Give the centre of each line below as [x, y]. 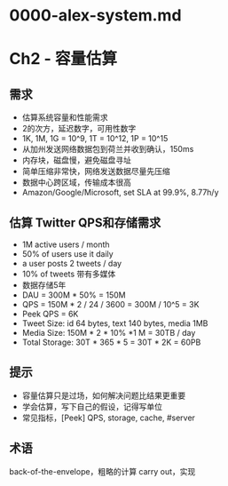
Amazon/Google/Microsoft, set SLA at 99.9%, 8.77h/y [120, 193]
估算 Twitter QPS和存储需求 [85, 223]
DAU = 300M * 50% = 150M [74, 295]
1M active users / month [66, 244]
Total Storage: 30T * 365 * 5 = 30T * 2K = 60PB [111, 342]
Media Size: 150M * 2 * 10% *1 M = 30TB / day [109, 333]
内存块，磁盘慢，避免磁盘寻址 [76, 160]
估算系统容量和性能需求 [65, 117]
